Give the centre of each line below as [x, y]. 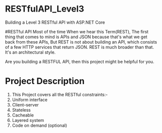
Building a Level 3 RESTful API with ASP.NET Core [55, 22]
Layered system [28, 120]
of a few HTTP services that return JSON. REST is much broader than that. [80, 47]
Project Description [45, 81]
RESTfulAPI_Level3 [45, 9]
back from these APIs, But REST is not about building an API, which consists [81, 42]
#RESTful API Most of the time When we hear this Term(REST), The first [77, 31]
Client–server [25, 104]
